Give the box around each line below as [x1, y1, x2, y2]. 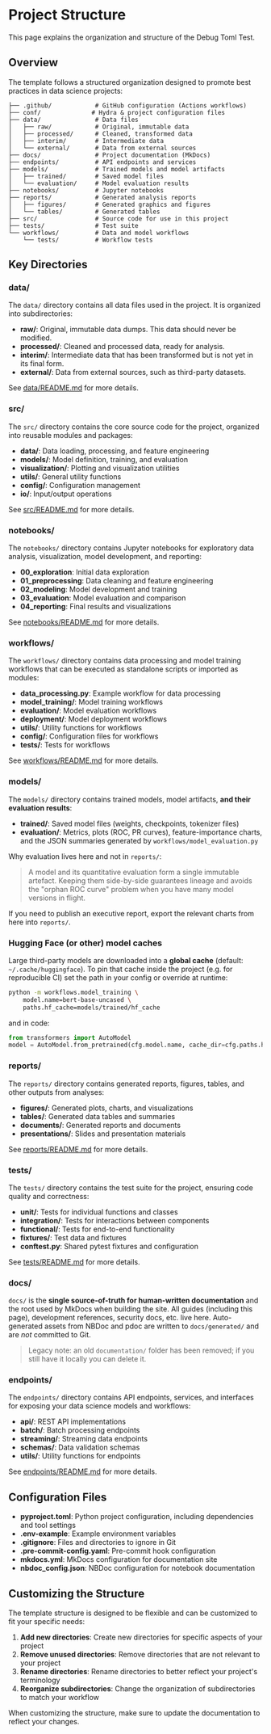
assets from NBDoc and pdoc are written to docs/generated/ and [44, 1321, 260, 1331]
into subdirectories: [8, 309, 73, 318]
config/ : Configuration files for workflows [19, 731, 159, 741]
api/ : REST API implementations [19, 1416, 127, 1427]
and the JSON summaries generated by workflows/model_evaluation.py [19, 835, 259, 845]
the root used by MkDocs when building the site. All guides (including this [8, 1304, 253, 1314]
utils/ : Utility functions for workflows [19, 723, 143, 733]
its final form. [19, 359, 65, 368]
